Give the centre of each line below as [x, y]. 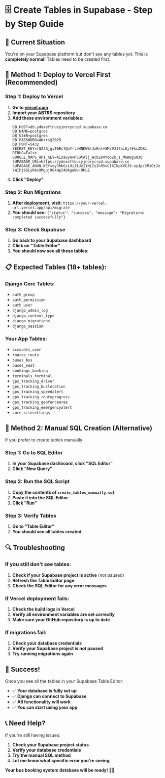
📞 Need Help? [25, 723]
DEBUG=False [24, 153]
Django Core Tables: [30, 284]
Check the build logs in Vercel [43, 609]
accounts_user [27, 350]
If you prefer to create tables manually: [44, 440]
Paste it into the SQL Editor [40, 497]
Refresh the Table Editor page [43, 580]
